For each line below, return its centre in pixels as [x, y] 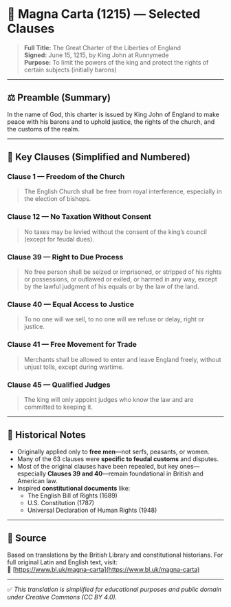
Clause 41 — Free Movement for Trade [72, 345]
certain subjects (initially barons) [70, 70]
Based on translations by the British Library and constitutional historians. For [115, 555]
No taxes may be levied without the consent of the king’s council [115, 232]
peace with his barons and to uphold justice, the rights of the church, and [111, 121]
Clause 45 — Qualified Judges [59, 385]
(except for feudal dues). [59, 239]
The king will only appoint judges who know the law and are [109, 399]
